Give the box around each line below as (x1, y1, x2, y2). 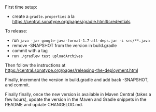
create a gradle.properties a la (12, 14, 75, 19)
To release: (5, 28, 28, 33)
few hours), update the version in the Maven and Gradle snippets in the (5, 96, 146, 102)
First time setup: (5, 4, 38, 10)
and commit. (5, 82, 30, 88)
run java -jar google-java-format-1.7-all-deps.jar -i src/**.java (12, 37, 150, 43)
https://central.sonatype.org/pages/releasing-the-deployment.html (5, 67, 139, 73)
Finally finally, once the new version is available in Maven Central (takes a (5, 92, 151, 97)
